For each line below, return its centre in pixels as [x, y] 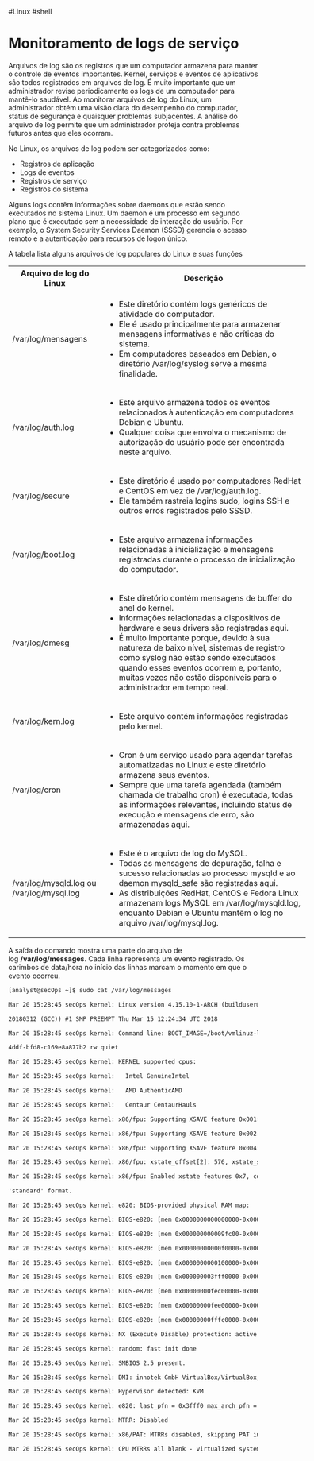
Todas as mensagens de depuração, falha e [200, 863]
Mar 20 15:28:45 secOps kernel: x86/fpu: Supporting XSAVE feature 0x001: [134, 1119]
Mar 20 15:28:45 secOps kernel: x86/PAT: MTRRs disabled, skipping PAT [129, 1435]
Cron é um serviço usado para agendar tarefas [206, 755]
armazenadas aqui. [154, 824]
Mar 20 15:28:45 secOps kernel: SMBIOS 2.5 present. [97, 1363]
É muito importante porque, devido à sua [194, 637]
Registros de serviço [53, 180]
